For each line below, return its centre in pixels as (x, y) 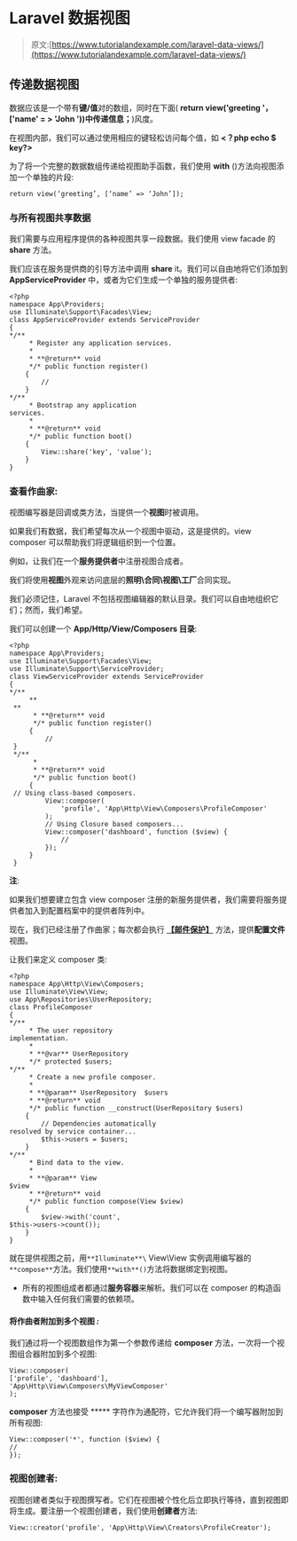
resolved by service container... (73, 1132)
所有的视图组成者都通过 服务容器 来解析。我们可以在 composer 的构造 (148, 1288)
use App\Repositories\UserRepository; (81, 1000)
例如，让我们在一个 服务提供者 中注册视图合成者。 (98, 561)
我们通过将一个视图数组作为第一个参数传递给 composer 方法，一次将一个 (143, 1342)
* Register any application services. (101, 344)
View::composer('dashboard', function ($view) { (136, 832)
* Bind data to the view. (77, 1163)
